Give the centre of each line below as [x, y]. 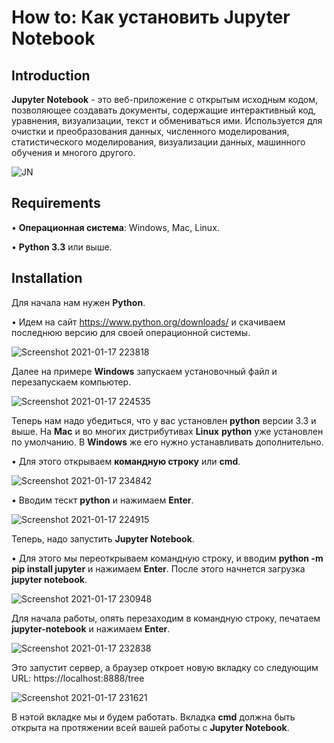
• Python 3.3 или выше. [62, 247]
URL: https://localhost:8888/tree [78, 678]
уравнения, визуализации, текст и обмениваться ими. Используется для [167, 120]
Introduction [51, 75]
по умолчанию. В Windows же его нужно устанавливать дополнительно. [167, 442]
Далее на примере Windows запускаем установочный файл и [144, 371]
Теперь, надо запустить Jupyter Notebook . [103, 538]
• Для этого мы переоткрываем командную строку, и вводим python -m [167, 558]
